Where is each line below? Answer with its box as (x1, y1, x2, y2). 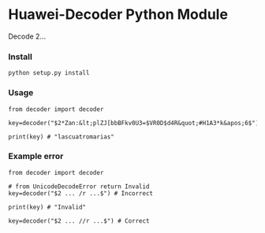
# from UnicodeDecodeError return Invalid (8, 183, 150, 190)
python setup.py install (8, 69, 90, 77)
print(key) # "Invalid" (8, 203, 87, 211)
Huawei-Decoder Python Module (8, 6, 229, 24)
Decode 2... (8, 31, 46, 41)
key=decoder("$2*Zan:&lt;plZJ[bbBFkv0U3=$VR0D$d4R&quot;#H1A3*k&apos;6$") (8, 119, 259, 127)
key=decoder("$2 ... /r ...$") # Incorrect (8, 189, 154, 198)
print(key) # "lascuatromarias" (8, 132, 114, 141)
